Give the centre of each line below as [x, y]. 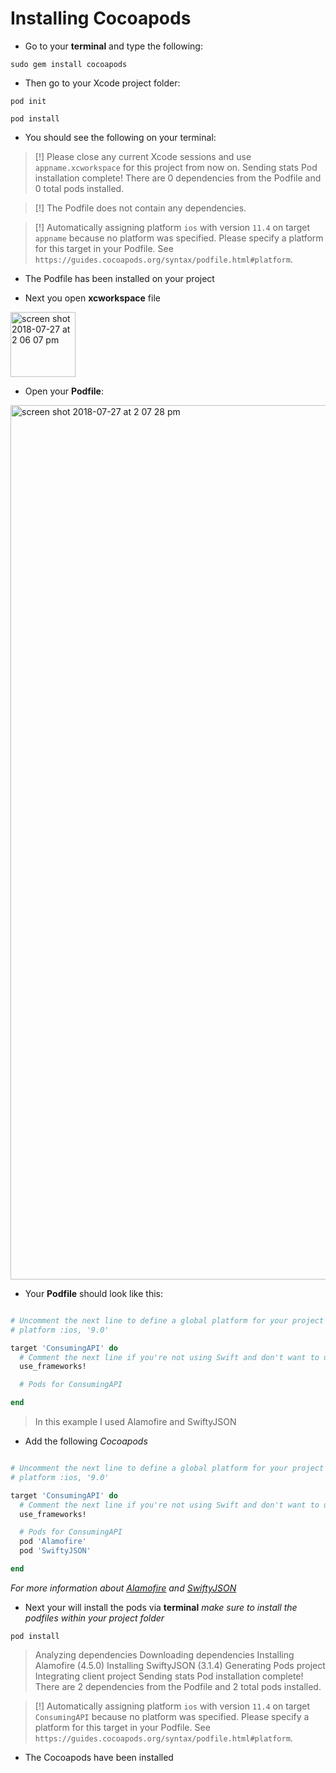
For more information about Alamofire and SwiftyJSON [123, 1588]
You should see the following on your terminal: [120, 137]
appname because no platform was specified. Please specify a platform [179, 238]
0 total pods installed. [79, 188]
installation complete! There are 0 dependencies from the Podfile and [178, 178]
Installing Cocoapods [101, 18]
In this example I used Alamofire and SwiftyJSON [135, 1422]
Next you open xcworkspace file [92, 298]
